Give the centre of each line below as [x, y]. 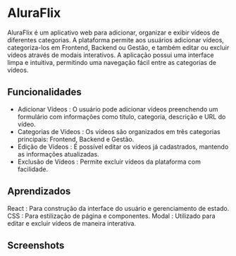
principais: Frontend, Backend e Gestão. [76, 139]
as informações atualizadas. [58, 154]
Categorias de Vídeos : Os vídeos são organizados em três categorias [119, 131]
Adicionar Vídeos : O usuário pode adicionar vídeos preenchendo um [118, 109]
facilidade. [32, 169]
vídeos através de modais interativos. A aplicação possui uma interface [111, 55]
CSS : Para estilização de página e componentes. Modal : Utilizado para [112, 216]
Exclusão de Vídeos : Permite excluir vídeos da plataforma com [109, 161]
